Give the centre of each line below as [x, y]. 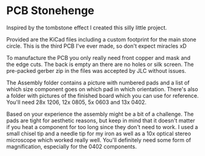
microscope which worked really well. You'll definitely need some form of [99, 140]
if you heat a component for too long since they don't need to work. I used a [102, 127]
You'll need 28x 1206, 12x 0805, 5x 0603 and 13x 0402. [76, 102]
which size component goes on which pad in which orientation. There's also [102, 89]
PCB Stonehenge [50, 11]
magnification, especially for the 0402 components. [72, 146]
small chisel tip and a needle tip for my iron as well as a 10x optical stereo [99, 133]
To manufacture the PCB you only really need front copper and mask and [99, 58]
